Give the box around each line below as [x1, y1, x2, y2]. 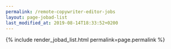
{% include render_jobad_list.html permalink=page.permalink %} [5, 36, 166, 44]
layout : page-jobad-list [5, 14, 68, 20]
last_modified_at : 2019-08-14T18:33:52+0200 [5, 20, 118, 26]
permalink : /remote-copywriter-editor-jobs [5, 8, 116, 15]
